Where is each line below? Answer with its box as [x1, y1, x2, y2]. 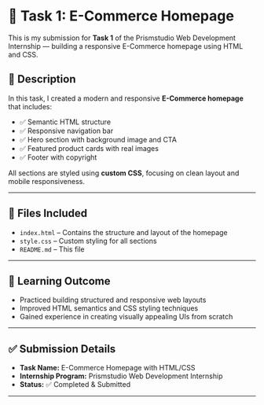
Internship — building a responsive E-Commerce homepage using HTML [8, 41, 244, 50]
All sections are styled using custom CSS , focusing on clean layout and [8, 168, 240, 178]
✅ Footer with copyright [19, 153, 97, 162]
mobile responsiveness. [8, 176, 85, 186]
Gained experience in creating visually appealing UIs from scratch [19, 312, 233, 322]
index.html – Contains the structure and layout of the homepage [19, 227, 228, 237]
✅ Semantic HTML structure [19, 117, 112, 127]
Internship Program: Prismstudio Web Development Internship [19, 371, 223, 381]
